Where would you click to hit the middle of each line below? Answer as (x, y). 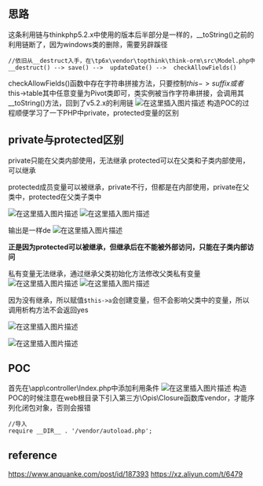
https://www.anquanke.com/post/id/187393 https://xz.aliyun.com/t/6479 (126, 474)
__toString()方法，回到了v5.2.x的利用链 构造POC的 (125, 103)
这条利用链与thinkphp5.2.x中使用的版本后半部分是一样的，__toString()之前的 (131, 35)
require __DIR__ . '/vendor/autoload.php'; (80, 431)
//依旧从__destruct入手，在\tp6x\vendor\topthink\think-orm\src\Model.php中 (132, 61)
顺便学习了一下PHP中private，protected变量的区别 (97, 112)
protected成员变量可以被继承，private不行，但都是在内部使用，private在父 (129, 186)
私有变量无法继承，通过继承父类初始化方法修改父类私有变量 (104, 273)
